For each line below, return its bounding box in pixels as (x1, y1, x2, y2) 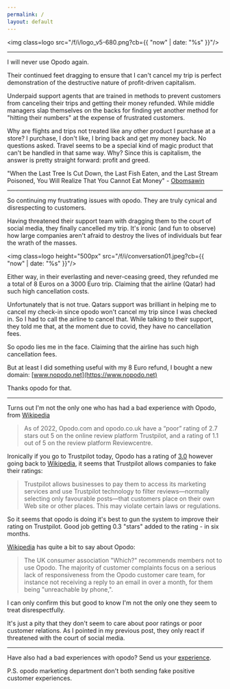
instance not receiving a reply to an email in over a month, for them (23, 578, 214, 586)
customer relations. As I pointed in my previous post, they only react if (7, 626, 205, 634)
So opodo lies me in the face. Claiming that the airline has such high (7, 343, 199, 351)
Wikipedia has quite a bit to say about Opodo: (7, 542, 136, 551)
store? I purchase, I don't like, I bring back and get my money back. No (7, 134, 207, 142)
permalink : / (7, 11, 44, 18)
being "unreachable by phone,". (23, 585, 114, 593)
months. (7, 529, 31, 537)
